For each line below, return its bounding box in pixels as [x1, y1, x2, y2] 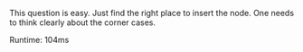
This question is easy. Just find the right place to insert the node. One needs [9, 8, 295, 18]
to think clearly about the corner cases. [9, 17, 156, 28]
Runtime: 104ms [9, 35, 70, 45]
